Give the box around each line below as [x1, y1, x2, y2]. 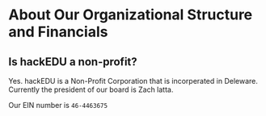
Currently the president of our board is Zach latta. [8, 85, 174, 94]
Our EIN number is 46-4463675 [8, 101, 108, 110]
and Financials [8, 23, 108, 41]
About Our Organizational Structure [8, 6, 253, 24]
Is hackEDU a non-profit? [8, 55, 137, 68]
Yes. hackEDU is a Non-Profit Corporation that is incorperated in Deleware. [8, 77, 259, 85]
